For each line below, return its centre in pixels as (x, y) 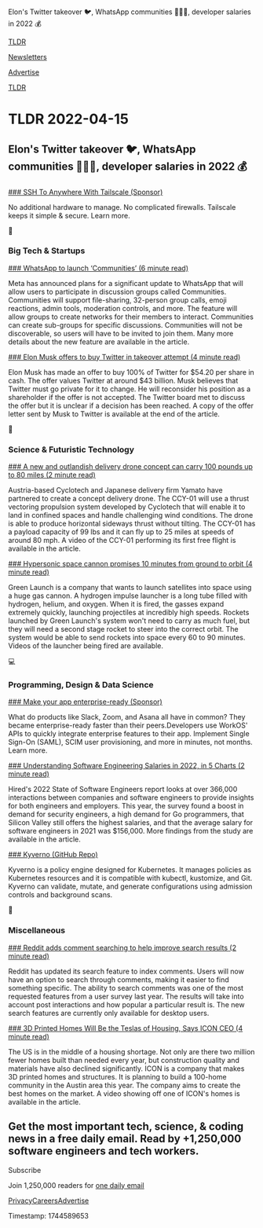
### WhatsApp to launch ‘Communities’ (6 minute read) (99, 268)
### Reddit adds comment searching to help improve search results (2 (122, 948)
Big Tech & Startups (47, 251)
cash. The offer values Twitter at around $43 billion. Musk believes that (123, 380)
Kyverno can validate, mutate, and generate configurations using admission (130, 886)
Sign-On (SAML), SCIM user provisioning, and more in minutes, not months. (130, 742)
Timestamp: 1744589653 (48, 1215)
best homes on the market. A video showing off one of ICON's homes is (124, 1093)
